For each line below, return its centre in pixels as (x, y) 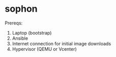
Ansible (20, 38)
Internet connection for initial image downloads (62, 43)
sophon (21, 9)
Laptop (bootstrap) (32, 33)
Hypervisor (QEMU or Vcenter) (44, 49)
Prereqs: (14, 23)
